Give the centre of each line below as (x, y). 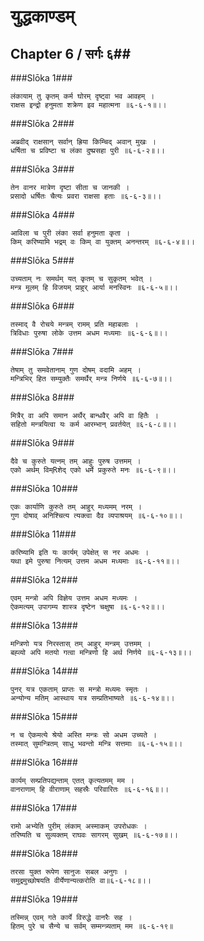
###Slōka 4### (42, 214)
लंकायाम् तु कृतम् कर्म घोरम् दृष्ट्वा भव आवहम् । (82, 96)
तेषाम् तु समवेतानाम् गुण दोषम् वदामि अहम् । (76, 370)
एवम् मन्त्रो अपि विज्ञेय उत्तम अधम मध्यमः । (74, 598)
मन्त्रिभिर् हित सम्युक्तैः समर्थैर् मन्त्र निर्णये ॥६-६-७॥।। (91, 379)
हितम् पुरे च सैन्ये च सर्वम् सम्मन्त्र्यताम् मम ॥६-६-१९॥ (92, 926)
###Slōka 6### (42, 306)
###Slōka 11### (43, 534)
